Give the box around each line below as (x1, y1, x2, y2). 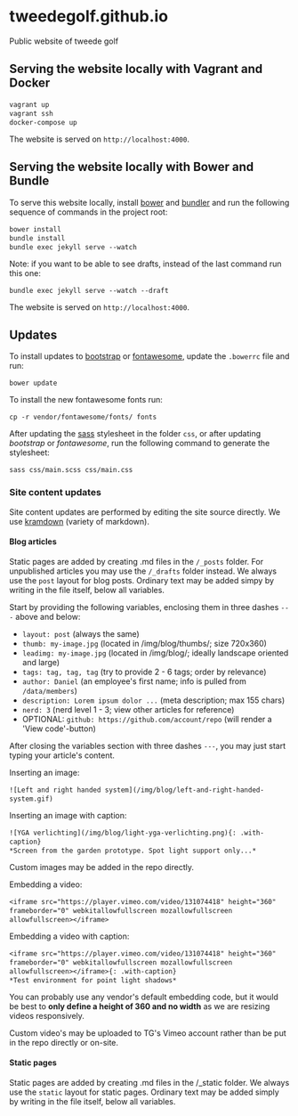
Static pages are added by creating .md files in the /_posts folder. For (9, 556, 264, 566)
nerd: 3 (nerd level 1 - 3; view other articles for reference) (21, 704, 235, 714)
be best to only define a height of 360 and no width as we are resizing (9, 1000, 270, 1012)
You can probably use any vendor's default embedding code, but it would (9, 991, 278, 1002)
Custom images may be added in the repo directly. (9, 861, 194, 872)
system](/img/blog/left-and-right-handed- (104, 786, 265, 794)
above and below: (15, 611, 81, 622)
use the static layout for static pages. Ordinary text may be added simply (9, 1087, 280, 1097)
